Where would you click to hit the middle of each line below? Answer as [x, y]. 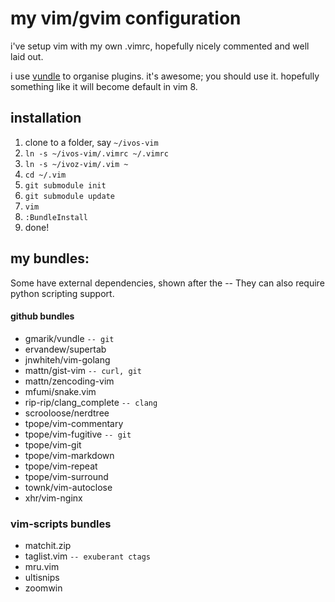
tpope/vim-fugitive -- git [78, 434]
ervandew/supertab [65, 349]
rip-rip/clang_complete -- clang [91, 402]
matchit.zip [48, 546]
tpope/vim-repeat [61, 466]
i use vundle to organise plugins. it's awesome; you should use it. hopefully [165, 76]
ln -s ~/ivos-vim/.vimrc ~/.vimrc [96, 153]
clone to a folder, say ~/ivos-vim [91, 142]
